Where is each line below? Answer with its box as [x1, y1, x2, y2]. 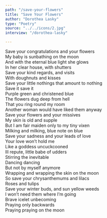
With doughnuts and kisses [5, 75, 61, 81]
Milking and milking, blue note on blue [5, 128, 83, 133]
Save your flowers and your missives [5, 112, 81, 117]
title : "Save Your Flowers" [5, 12, 64, 17]
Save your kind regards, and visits [5, 70, 75, 75]
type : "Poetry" [5, 21, 37, 26]
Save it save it [5, 86, 34, 91]
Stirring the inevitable [5, 154, 49, 160]
